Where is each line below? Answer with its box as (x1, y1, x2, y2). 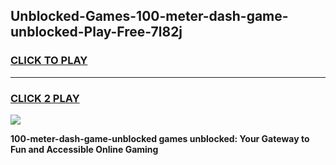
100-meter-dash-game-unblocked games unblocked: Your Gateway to (10, 132, 310, 144)
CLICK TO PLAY (10, 54, 88, 68)
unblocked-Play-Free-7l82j (10, 24, 183, 41)
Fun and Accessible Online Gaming (10, 143, 159, 155)
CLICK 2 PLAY (10, 91, 80, 105)
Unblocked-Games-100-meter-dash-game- (10, 8, 289, 25)
